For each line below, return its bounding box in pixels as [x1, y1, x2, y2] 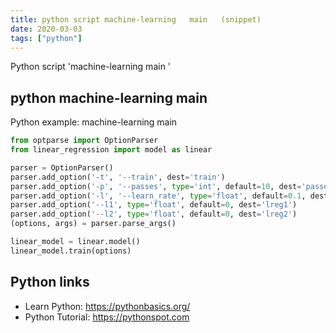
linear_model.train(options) [10, 246, 132, 256]
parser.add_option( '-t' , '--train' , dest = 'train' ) [10, 172, 226, 182]
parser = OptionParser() [10, 162, 114, 173]
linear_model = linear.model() [10, 237, 141, 247]
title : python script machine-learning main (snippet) [10, 14, 262, 25]
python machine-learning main [10, 89, 208, 106]
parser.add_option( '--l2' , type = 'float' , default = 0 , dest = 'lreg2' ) [10, 209, 298, 220]
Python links [10, 274, 90, 291]
